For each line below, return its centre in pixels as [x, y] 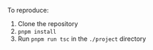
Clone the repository [48, 24]
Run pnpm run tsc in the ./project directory [82, 39]
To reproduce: [28, 10]
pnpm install [37, 32]
